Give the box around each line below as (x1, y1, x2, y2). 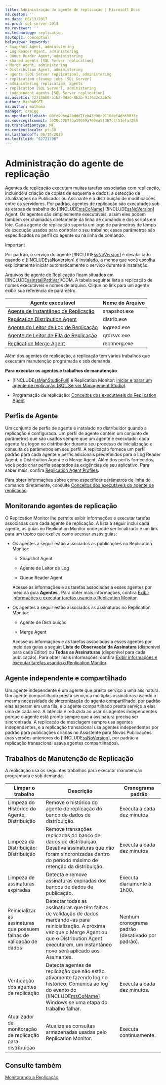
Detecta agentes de (45, 962, 91, 969)
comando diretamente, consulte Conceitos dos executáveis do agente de (5, 482, 154, 488)
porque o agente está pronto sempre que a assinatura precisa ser (5, 714, 139, 720)
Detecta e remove (45, 871, 87, 878)
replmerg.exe (102, 340, 133, 347)
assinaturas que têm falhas (45, 904, 109, 911)
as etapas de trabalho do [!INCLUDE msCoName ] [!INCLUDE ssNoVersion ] (5, 206, 155, 212)
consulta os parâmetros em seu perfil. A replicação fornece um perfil (5, 446, 146, 452)
